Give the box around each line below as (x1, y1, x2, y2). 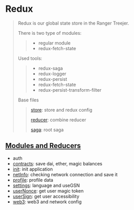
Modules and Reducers (5, 141, 81, 150)
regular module (38, 39, 71, 46)
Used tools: (17, 55, 43, 61)
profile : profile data (12, 177, 53, 183)
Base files (17, 97, 39, 103)
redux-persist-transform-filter (38, 87, 102, 93)
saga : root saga (30, 127, 64, 133)
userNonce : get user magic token (12, 187, 84, 194)
